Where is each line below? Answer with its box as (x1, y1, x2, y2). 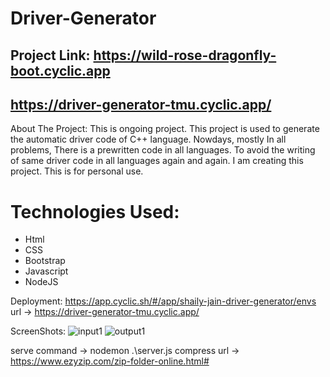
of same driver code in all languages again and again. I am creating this (10, 155, 304, 167)
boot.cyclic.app (10, 62, 111, 79)
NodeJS (24, 276, 59, 288)
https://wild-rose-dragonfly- (93, 47, 277, 64)
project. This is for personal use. (10, 165, 144, 177)
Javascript (24, 265, 69, 277)
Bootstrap (24, 255, 66, 267)
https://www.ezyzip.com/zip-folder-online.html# (10, 355, 210, 367)
